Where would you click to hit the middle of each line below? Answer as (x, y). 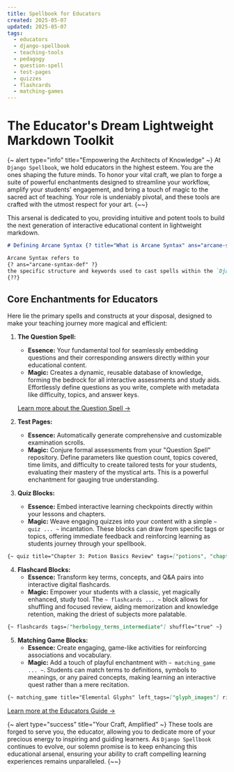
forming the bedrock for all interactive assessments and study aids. (124, 380)
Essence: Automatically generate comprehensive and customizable (125, 435)
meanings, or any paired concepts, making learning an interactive (122, 677)
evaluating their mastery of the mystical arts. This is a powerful (118, 472)
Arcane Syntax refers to (43, 258)
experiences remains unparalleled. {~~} (64, 761)
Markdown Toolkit (61, 141)
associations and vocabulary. (70, 655)
